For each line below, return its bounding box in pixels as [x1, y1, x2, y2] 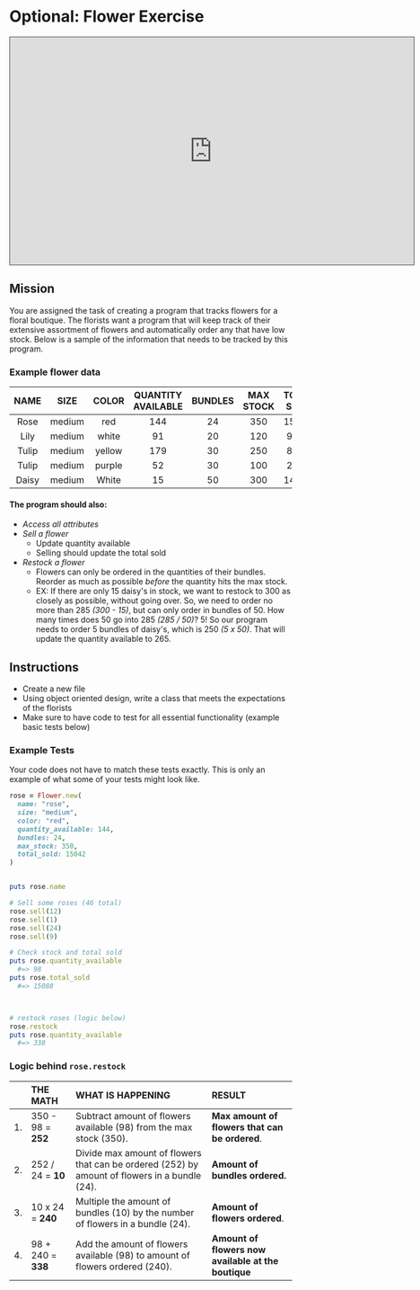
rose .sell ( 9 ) [9, 932, 58, 941]
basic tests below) [22, 722, 91, 733]
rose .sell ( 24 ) [9, 923, 63, 932]
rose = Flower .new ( [9, 791, 83, 801]
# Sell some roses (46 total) [9, 899, 123, 908]
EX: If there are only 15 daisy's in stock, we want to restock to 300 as [35, 586, 292, 597]
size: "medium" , [17, 808, 78, 817]
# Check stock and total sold [9, 948, 123, 957]
